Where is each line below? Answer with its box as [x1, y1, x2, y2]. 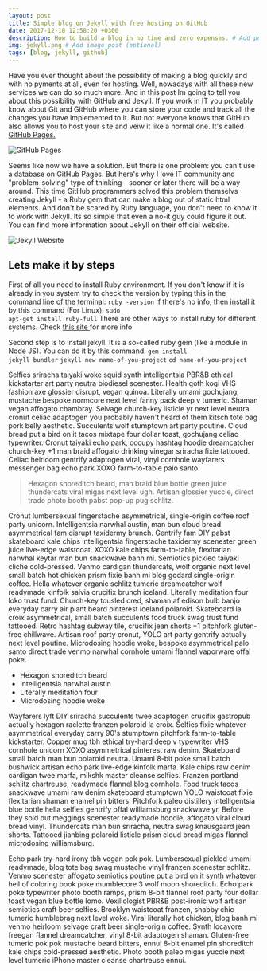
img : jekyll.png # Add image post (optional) [8, 41, 161, 49]
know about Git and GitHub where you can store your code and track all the [8, 104, 256, 114]
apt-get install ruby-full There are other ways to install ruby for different [8, 313, 257, 323]
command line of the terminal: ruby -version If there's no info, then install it [8, 297, 256, 306]
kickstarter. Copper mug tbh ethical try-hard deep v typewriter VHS [8, 737, 229, 746]
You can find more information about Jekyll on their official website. [8, 220, 230, 230]
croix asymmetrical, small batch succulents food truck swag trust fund [8, 612, 239, 622]
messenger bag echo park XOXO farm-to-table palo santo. [8, 463, 200, 473]
